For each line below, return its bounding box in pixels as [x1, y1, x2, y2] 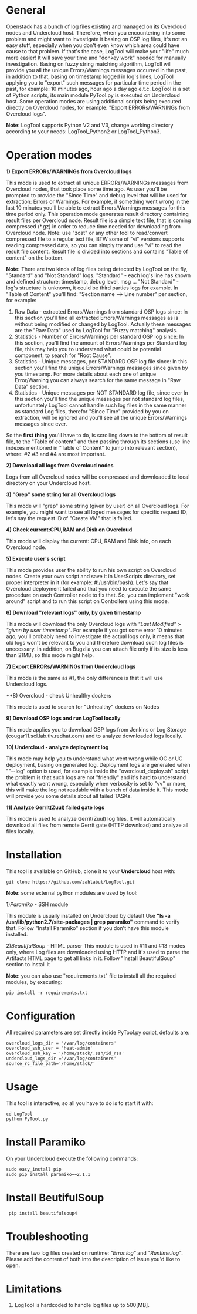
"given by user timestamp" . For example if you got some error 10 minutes [6, 626, 183, 634]
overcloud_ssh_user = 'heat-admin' [6, 1045, 93, 1051]
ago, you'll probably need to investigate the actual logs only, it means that [6, 632, 184, 640]
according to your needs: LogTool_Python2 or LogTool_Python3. [6, 127, 161, 135]
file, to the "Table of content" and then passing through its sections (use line [6, 438, 191, 445]
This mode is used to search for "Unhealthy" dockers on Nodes [6, 703, 159, 710]
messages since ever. [14, 420, 67, 427]
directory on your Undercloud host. [6, 479, 91, 486]
